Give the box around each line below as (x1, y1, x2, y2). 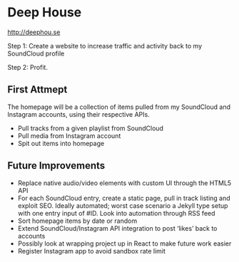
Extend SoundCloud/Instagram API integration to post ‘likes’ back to (17, 224, 218, 232)
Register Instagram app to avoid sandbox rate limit (17, 246, 166, 255)
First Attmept (7, 83, 68, 96)
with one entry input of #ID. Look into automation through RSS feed (17, 209, 215, 217)
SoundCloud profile (7, 49, 65, 58)
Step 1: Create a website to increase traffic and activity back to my (7, 41, 203, 50)
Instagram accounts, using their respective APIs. (7, 110, 150, 118)
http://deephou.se (7, 28, 61, 36)
